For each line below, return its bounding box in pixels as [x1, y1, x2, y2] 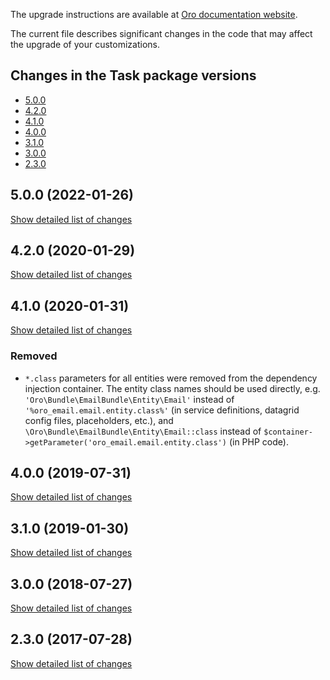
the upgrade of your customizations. [10, 39, 160, 50]
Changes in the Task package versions [10, 67, 257, 84]
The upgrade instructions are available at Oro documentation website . [10, 9, 298, 20]
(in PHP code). [228, 435, 289, 448]
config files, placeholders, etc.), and [24, 414, 174, 426]
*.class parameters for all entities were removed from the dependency [24, 372, 318, 384]
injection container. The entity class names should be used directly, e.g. [24, 382, 321, 394]
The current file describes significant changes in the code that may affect [10, 28, 313, 39]
